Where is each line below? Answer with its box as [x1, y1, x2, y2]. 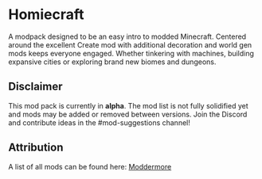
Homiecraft [8, 6, 84, 24]
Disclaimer [8, 80, 63, 93]
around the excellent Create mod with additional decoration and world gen [8, 40, 252, 49]
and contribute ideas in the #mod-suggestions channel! [8, 117, 191, 128]
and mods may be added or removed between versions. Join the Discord [8, 109, 248, 119]
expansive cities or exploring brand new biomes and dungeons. [8, 57, 217, 67]
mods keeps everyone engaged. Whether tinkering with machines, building [8, 48, 255, 58]
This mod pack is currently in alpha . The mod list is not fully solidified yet [8, 101, 248, 110]
